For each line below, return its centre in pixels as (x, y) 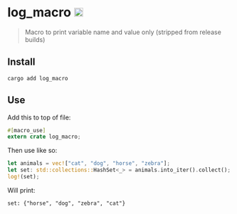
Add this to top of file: (39, 117)
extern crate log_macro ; (44, 137)
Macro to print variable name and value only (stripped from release (123, 32)
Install (21, 62)
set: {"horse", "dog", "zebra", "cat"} (67, 203)
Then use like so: (32, 151)
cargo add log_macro (38, 78)
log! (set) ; (23, 177)
